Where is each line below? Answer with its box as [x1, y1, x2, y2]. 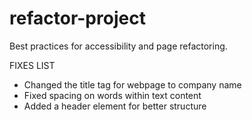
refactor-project [9, 7, 146, 30]
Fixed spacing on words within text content [23, 89, 202, 101]
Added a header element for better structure [23, 100, 207, 112]
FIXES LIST [9, 59, 56, 71]
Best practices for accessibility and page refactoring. [9, 40, 228, 52]
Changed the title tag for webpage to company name [23, 78, 242, 91]
